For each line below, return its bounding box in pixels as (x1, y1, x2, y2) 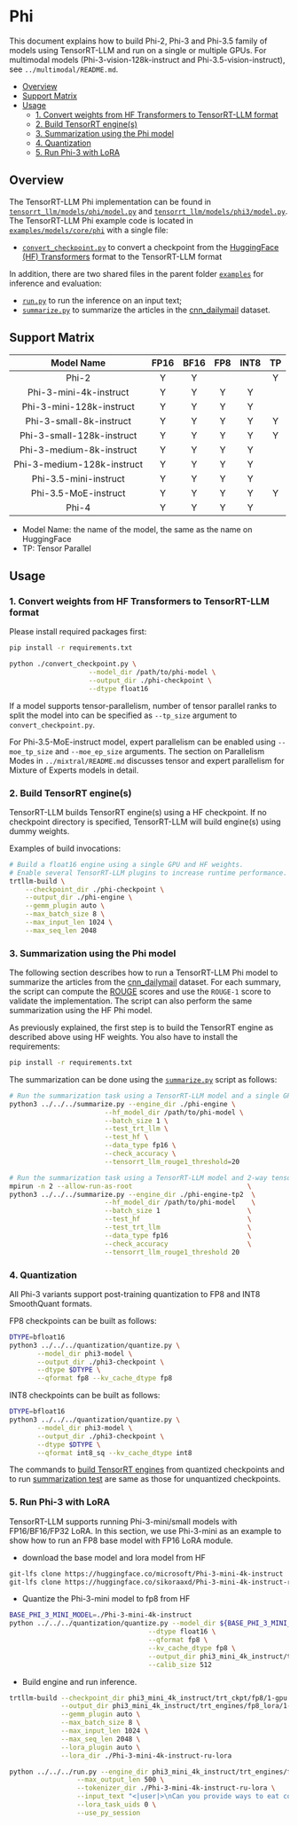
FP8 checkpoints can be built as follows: (9, 1315, 157, 1326)
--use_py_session (76, 1808, 141, 1817)
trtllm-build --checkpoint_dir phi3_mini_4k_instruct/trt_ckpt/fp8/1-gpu (9, 1693, 288, 1703)
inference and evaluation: (9, 278, 102, 288)
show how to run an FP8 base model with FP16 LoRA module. (9, 1535, 233, 1546)
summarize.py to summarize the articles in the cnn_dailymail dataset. (21, 304, 271, 315)
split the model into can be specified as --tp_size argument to (9, 710, 238, 720)
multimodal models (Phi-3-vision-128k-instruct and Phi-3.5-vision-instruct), (9, 54, 286, 65)
